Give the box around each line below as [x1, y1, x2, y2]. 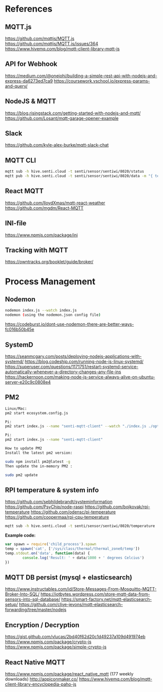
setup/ [5, 602, 18, 608]
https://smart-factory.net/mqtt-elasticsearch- [61, 596, 152, 602]
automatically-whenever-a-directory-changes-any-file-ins [5, 369, 121, 375]
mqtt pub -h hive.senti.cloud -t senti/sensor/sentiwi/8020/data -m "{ [5, 174, 153, 179]
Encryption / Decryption [5, 621, 80, 629]
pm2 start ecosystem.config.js [5, 411, 68, 415]
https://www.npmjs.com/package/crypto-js [5, 639, 92, 645]
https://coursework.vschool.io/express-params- [54, 78, 150, 83]
